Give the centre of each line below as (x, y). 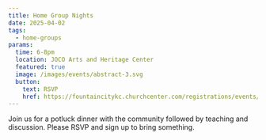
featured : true (40, 67)
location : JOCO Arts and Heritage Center (85, 60)
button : (28, 81)
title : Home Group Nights (51, 15)
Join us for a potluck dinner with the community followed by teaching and (128, 119)
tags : (17, 30)
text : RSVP (40, 89)
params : (21, 45)
